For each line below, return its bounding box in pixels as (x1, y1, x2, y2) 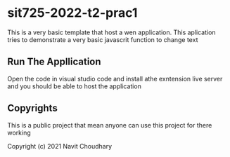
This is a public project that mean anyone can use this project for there (7, 121, 212, 129)
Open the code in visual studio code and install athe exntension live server (7, 74, 223, 83)
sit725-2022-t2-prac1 (7, 5, 138, 21)
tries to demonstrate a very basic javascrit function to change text (7, 35, 198, 43)
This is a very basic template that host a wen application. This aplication (7, 28, 216, 36)
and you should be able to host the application (7, 82, 142, 90)
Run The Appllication (7, 56, 101, 68)
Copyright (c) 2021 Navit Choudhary (7, 142, 113, 150)
